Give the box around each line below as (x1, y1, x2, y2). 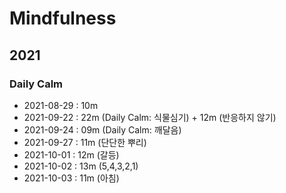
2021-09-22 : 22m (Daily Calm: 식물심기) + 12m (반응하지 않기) (23, 111, 277, 123)
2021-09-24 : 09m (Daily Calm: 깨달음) (23, 123, 182, 136)
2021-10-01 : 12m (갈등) (23, 148, 120, 161)
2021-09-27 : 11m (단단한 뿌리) (23, 136, 147, 148)
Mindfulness (9, 7, 117, 30)
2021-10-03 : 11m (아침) (23, 172, 120, 184)
